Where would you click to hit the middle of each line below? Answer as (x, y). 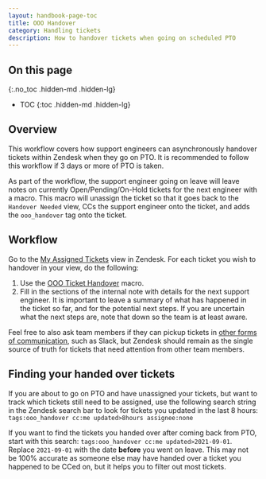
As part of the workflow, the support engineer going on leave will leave (124, 181)
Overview (33, 129)
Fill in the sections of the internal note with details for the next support (135, 291)
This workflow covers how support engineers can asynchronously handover (133, 149)
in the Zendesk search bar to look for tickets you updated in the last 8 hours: (133, 410)
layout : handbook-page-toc (53, 16)
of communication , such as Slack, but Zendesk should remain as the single (131, 341)
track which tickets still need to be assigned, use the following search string (132, 402)
